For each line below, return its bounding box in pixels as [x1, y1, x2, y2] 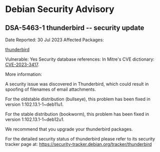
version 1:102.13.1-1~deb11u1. [5, 101, 64, 107]
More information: [5, 71, 42, 77]
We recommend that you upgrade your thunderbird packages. [5, 126, 133, 132]
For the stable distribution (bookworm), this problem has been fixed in [5, 111, 149, 117]
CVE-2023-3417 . [5, 62, 39, 67]
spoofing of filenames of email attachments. [5, 86, 96, 92]
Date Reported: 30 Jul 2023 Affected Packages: [5, 37, 104, 43]
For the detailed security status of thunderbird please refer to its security [5, 136, 155, 141]
